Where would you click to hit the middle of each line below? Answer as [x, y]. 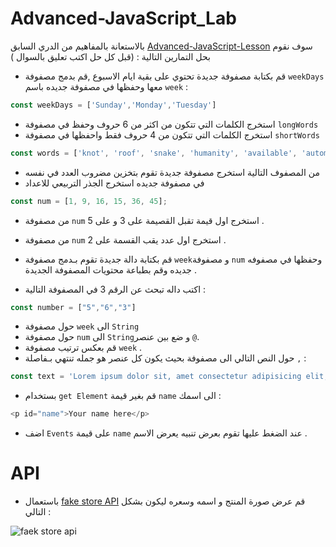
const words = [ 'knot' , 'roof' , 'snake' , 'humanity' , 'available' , [154, 153]
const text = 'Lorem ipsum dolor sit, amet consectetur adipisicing [156, 377]
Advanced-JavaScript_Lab [123, 18]
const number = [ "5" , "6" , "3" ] [73, 307]
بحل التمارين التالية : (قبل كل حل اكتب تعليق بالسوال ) [110, 56]
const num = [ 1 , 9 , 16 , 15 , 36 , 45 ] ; [89, 201]
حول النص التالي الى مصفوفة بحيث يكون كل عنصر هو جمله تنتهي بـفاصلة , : [165, 358]
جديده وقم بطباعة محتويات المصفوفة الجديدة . [110, 269]
